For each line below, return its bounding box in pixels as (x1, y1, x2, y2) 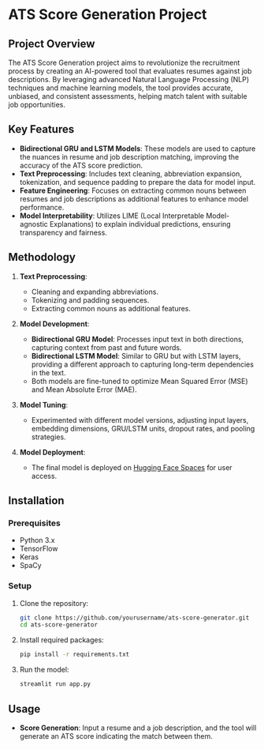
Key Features (8, 122, 75, 136)
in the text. (31, 367, 66, 377)
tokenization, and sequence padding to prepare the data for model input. (19, 177, 256, 186)
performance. (19, 202, 65, 212)
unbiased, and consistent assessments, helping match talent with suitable (8, 92, 247, 100)
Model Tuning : (19, 400, 69, 409)
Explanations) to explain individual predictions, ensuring (50, 219, 231, 228)
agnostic (19, 219, 49, 228)
